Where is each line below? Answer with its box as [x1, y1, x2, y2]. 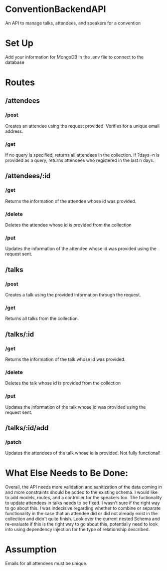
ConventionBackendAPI [5, 3, 106, 15]
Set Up [5, 37, 34, 49]
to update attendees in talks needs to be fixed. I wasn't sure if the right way [5, 500, 161, 506]
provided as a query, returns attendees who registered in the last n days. [5, 157, 155, 163]
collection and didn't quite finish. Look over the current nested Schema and [5, 516, 160, 522]
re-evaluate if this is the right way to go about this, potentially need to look [5, 521, 158, 527]
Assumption [5, 544, 57, 555]
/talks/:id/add [5, 423, 49, 432]
